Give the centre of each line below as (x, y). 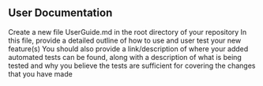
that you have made (40, 73)
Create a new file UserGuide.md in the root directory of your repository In (128, 32)
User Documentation (60, 13)
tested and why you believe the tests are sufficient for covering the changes (132, 65)
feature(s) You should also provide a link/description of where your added (128, 49)
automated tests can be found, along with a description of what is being (125, 57)
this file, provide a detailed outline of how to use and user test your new (125, 40)
